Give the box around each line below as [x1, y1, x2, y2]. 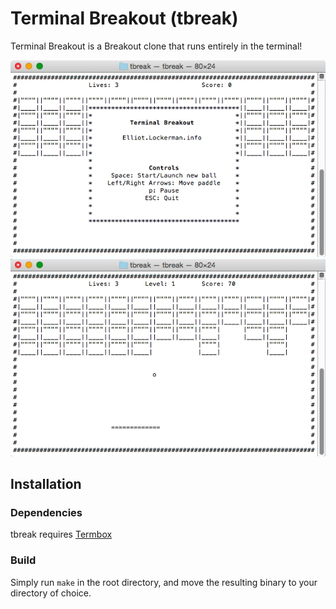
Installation [10, 475, 82, 492]
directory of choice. [10, 587, 92, 599]
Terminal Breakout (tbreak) [10, 7, 239, 30]
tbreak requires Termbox [10, 528, 113, 541]
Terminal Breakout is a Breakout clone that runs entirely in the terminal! [10, 40, 303, 52]
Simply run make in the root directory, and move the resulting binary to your [10, 576, 318, 588]
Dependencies [10, 505, 83, 519]
